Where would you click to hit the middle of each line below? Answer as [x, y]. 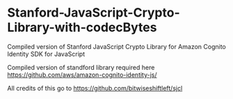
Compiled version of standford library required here [81, 67]
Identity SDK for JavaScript [46, 54]
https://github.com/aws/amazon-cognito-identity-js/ [82, 75]
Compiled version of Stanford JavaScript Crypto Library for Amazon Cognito [116, 46]
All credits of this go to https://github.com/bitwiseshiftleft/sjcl [95, 88]
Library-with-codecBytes [82, 27]
